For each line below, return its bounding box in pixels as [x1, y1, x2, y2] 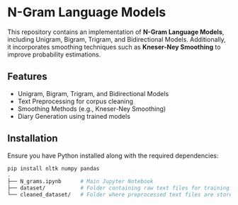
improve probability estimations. [7, 50, 101, 59]
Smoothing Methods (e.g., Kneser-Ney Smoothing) [17, 104, 166, 113]
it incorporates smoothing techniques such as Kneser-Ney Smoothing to [7, 42, 221, 51]
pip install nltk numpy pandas [7, 165, 100, 172]
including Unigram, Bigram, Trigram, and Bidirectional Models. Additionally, [7, 35, 227, 43]
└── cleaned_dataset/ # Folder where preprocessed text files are [7, 192, 214, 199]
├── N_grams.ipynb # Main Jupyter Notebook [7, 178, 154, 185]
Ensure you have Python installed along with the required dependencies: [7, 151, 219, 160]
